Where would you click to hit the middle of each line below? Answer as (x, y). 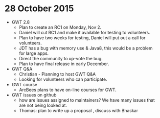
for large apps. (34, 53)
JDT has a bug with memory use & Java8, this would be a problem (86, 48)
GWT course (24, 84)
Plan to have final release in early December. (64, 64)
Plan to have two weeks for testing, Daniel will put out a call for (82, 38)
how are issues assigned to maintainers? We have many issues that (87, 100)
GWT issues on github (34, 95)
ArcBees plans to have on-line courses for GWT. (68, 90)
